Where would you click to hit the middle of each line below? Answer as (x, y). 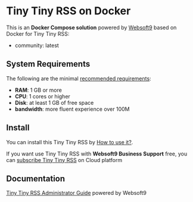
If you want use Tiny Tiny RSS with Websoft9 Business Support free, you (97, 154)
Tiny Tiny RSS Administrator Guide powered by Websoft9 (77, 193)
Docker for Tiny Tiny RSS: (38, 33)
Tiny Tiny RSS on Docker (69, 11)
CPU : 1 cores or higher (42, 96)
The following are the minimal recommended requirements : (79, 78)
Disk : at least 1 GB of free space (54, 102)
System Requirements (48, 64)
